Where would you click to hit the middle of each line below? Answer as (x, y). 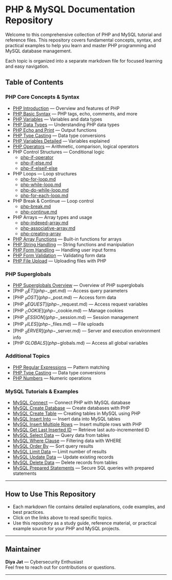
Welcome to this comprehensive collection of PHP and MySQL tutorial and (84, 34)
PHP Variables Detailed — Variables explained (61, 141)
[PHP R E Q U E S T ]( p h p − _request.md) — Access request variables (80, 305)
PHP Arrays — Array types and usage (52, 217)
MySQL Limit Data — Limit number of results (59, 452)
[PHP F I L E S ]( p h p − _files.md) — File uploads (58, 324)
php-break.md (36, 206)
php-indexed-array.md (44, 223)
